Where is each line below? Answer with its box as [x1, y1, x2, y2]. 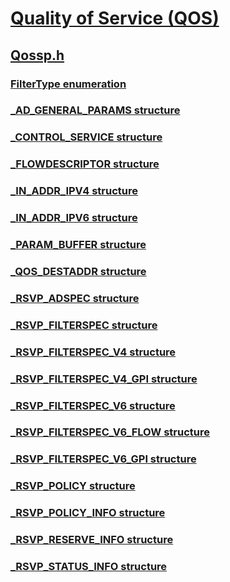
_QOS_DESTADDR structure [10, 264, 147, 278]
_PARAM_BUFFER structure [10, 238, 147, 252]
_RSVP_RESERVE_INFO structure [10, 533, 174, 547]
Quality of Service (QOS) [10, 7, 220, 30]
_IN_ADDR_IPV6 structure [10, 211, 138, 225]
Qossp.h [10, 47, 65, 64]
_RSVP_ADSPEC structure [10, 291, 140, 305]
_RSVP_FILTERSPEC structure [10, 318, 158, 332]
